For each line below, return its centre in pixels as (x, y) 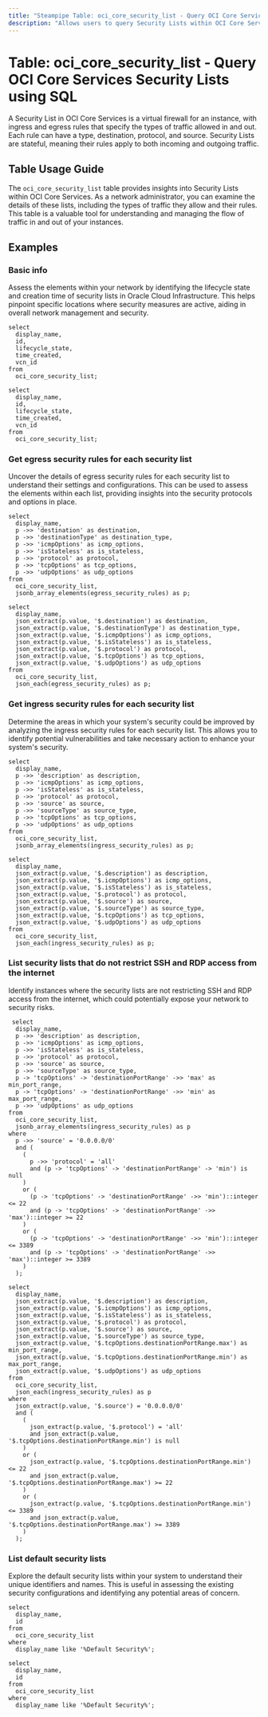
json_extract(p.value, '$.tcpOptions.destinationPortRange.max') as (132, 1343)
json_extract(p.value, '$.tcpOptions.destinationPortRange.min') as (132, 1357)
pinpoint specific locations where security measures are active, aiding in (127, 304)
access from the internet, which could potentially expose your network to (128, 999)
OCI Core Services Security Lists (119, 79)
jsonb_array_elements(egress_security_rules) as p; (103, 594)
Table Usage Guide (56, 169)
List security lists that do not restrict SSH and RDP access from (133, 963)
